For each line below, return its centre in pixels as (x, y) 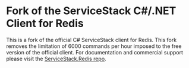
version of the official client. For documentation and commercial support (94, 52)
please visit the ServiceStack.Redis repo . (56, 59)
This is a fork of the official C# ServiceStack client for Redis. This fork (92, 40)
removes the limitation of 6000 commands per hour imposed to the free (94, 46)
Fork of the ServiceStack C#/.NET (91, 11)
